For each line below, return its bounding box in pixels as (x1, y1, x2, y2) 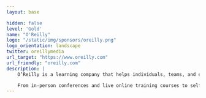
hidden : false (6, 20, 43, 26)
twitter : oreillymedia (6, 48, 64, 55)
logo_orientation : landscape (6, 43, 81, 49)
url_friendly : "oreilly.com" (6, 59, 81, 66)
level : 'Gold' (6, 26, 43, 32)
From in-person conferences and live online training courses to (17, 82, 188, 89)
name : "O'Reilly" (6, 31, 51, 37)
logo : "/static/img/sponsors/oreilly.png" (6, 37, 116, 43)
